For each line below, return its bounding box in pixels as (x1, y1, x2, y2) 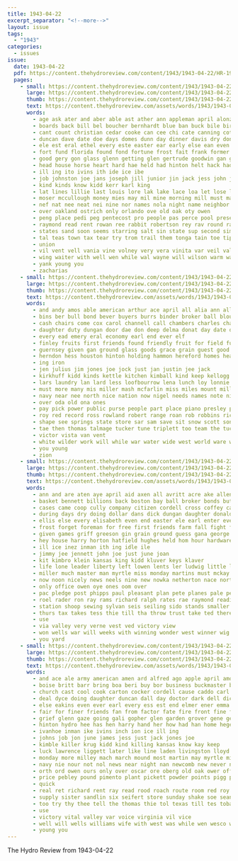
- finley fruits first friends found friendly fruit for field (33, 339, 223, 347)
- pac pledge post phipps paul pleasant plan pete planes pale (33, 589, 223, 597)
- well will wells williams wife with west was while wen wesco (33, 820, 227, 827)
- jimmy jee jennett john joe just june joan (33, 550, 170, 557)
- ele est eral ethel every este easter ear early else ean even (33, 142, 230, 149)
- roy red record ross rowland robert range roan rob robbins (33, 412, 220, 419)
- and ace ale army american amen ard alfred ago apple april (33, 675, 220, 683)
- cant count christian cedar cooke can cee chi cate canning (33, 129, 220, 136)
